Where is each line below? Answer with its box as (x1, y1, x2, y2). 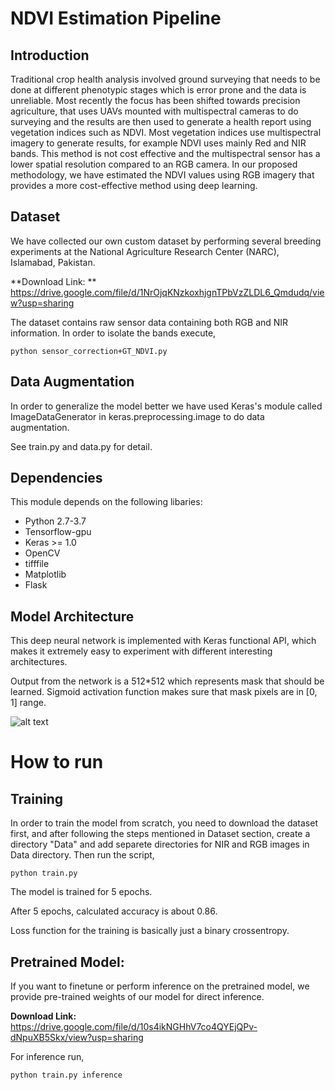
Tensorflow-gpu (24, 526, 92, 538)
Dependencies (10, 470, 103, 487)
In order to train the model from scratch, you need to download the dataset (10, 817, 318, 829)
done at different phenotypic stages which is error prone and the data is (10, 84, 307, 96)
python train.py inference (10, 1070, 123, 1081)
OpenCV (24, 547, 61, 559)
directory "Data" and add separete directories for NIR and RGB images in (10, 838, 310, 851)
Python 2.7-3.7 (24, 515, 87, 527)
